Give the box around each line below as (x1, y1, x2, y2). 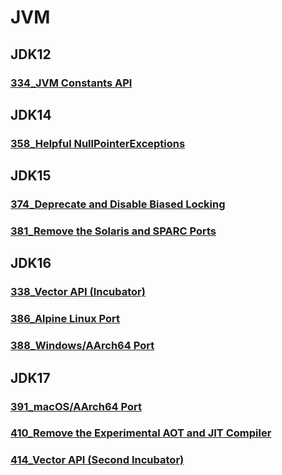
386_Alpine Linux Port (10, 312, 120, 326)
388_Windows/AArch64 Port (10, 339, 155, 353)
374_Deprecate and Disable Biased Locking (10, 197, 226, 211)
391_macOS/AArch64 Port (10, 399, 142, 413)
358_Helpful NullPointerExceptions (10, 136, 186, 150)
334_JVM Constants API (10, 76, 133, 90)
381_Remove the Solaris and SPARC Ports (10, 224, 217, 238)
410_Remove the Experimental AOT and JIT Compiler (10, 426, 272, 440)
